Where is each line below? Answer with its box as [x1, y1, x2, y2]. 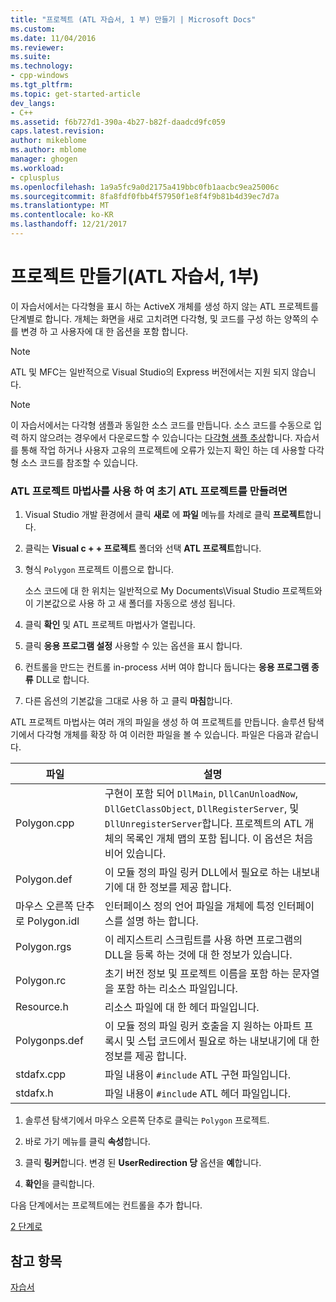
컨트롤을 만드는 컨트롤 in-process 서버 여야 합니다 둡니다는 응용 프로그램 [24, 661, 310, 673]
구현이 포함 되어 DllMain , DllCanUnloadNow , [104, 787, 298, 801]
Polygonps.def [15, 1034, 84, 1048]
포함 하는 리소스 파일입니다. [116, 982, 238, 996]
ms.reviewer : [10, 42, 65, 53]
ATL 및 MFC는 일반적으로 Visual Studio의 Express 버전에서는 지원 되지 [10, 366, 290, 378]
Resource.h [15, 1000, 69, 1014]
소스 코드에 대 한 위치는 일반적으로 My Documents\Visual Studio [24, 585, 280, 597]
